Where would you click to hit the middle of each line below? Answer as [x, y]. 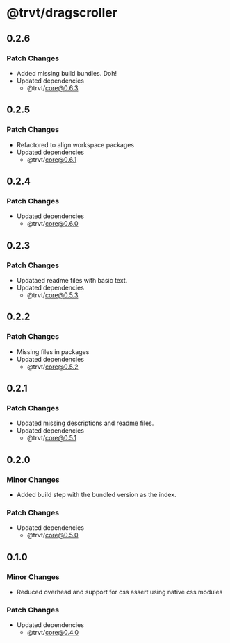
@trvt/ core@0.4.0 [53, 633]
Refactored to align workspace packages [75, 144]
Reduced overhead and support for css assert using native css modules [120, 592]
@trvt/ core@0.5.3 [52, 295]
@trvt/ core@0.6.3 [52, 87]
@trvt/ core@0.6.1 [52, 159]
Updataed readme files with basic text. [72, 280]
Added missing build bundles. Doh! [67, 73]
